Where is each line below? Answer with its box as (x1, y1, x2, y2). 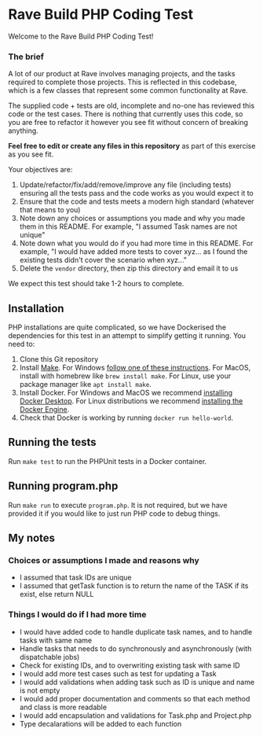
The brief (8, 51, 45, 62)
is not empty (19, 686, 60, 695)
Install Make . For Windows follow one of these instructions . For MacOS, (19, 363, 251, 373)
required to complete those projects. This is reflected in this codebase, (8, 77, 237, 87)
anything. (8, 126, 39, 135)
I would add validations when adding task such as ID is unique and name (19, 677, 255, 686)
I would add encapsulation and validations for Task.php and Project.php (19, 710, 252, 720)
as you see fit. (8, 149, 54, 159)
